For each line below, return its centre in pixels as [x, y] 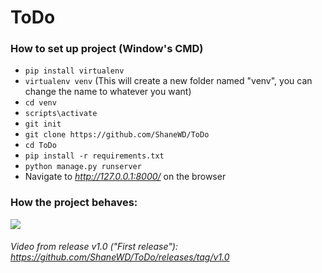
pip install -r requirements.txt [94, 156]
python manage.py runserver [83, 167]
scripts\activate [61, 114]
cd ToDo [40, 146]
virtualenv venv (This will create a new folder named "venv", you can [168, 81]
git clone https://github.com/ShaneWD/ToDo [117, 135]
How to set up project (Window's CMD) [107, 49]
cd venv [40, 103]
